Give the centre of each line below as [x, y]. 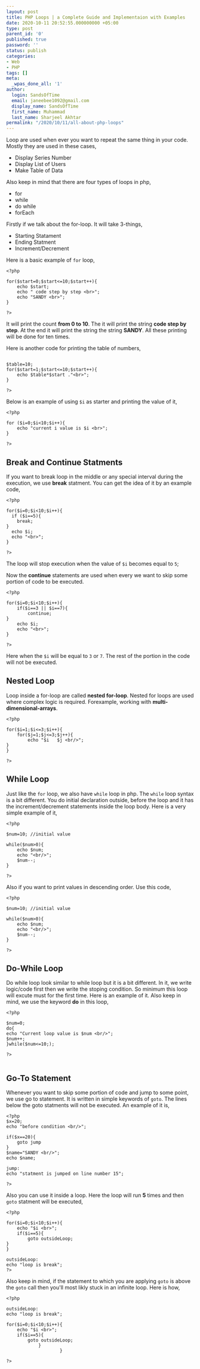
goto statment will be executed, [45, 1202]
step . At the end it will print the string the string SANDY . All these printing [96, 330]
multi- [160, 702]
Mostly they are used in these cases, [51, 146]
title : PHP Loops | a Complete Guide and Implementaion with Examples [96, 17]
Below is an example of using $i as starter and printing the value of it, [92, 402]
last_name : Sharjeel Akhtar [47, 117]
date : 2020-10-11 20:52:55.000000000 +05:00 [62, 23]
